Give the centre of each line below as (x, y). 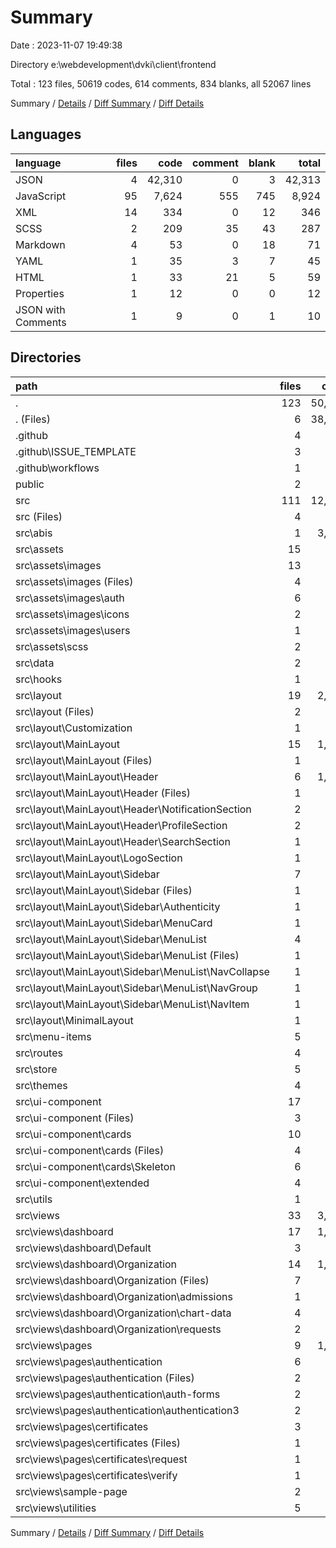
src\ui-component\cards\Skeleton (95, 1166)
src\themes (41, 1085)
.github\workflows (57, 468)
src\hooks (39, 679)
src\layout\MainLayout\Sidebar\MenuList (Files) (127, 955)
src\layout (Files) (55, 711)
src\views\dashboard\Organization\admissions (124, 1296)
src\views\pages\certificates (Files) (98, 1443)
